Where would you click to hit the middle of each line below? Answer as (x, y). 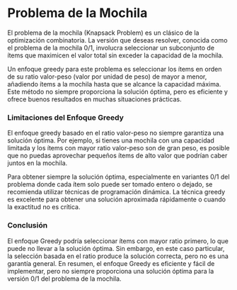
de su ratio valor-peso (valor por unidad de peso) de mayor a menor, (107, 77)
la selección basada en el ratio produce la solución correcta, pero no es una (118, 256)
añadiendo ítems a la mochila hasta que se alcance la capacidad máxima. (114, 84)
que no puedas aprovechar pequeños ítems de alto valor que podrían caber (117, 156)
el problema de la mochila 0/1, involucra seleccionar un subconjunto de (111, 48)
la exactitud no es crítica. (44, 207)
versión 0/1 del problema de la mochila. (64, 279)
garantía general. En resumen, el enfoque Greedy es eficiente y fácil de (111, 263)
